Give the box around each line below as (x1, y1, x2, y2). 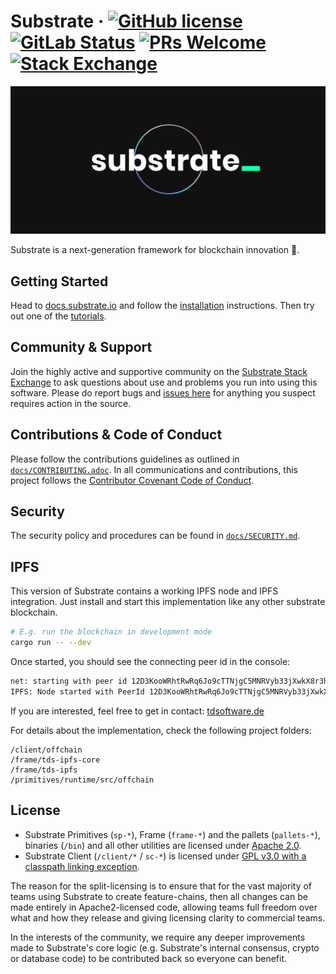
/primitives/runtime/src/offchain (10, 775, 155, 785)
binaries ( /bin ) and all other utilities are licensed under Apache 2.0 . (24, 839, 302, 851)
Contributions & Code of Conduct (10, 426, 223, 444)
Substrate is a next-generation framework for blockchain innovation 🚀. (10, 244, 300, 256)
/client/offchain (10, 745, 83, 755)
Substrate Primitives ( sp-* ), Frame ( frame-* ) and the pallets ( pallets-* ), (24, 828, 321, 840)
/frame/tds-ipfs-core (10, 755, 101, 765)
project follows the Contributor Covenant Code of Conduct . (10, 474, 255, 486)
